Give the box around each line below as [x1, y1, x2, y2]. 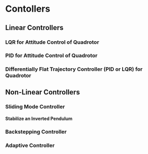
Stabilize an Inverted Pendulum [5, 115, 72, 122]
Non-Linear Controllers [5, 87, 80, 97]
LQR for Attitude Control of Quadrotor [5, 39, 99, 46]
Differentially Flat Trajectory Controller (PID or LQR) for [5, 66, 143, 73]
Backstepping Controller [5, 128, 67, 135]
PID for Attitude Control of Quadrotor [5, 52, 98, 59]
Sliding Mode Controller [5, 103, 65, 110]
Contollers [5, 3, 51, 15]
